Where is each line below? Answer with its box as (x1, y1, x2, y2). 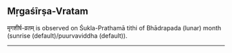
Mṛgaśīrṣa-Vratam (7, 6, 88, 17)
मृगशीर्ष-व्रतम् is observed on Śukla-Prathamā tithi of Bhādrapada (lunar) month (7, 23, 222, 32)
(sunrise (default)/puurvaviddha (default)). (7, 31, 128, 40)
